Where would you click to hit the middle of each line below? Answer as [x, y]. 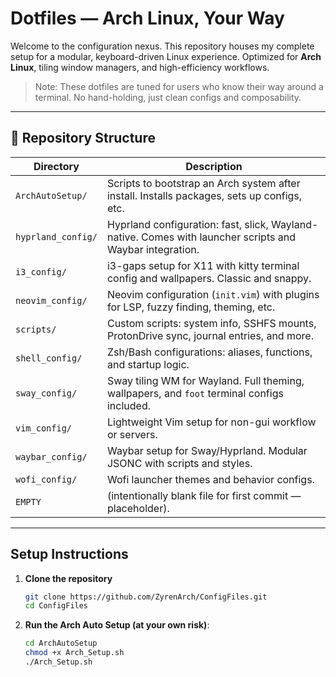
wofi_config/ [46, 479]
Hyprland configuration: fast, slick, [187, 224]
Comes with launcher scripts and [218, 237]
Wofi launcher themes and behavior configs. [210, 479]
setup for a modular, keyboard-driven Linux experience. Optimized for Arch [166, 56]
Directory [56, 166]
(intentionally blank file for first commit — [204, 495]
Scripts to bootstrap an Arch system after [203, 183]
